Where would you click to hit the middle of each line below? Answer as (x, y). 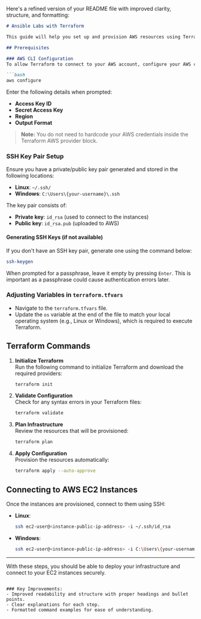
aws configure (24, 80)
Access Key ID (33, 104)
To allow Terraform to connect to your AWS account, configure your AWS (99, 64)
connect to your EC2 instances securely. (56, 572)
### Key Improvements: (34, 589)
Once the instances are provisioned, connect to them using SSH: (86, 504)
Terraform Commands (48, 346)
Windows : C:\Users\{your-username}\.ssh (67, 194)
